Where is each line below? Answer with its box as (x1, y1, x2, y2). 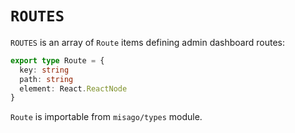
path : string (19, 74, 74, 84)
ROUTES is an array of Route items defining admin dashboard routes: (10, 36, 286, 48)
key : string (19, 65, 70, 75)
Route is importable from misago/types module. (10, 111, 203, 123)
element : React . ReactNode (19, 83, 128, 94)
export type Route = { (10, 55, 105, 66)
